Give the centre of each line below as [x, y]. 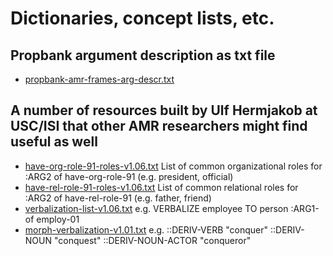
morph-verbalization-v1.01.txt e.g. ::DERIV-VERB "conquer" [146, 229]
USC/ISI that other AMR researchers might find [159, 126]
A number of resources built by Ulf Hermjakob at [164, 110]
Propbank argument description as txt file [143, 55]
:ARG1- [305, 208]
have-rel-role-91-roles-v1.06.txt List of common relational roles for [161, 187]
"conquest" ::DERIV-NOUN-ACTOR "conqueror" [152, 240]
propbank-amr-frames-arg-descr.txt [99, 79]
